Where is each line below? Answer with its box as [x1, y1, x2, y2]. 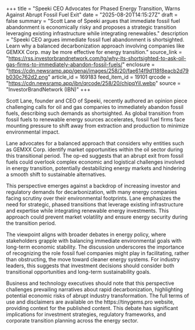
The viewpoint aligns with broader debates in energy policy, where [6, 231, 166, 238]
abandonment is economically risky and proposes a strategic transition [6, 23, 177, 30]
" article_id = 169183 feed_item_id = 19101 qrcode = [47, 73, 171, 80]
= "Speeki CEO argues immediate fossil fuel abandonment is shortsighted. [6, 36, 184, 43]
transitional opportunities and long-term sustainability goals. [6, 268, 151, 275]
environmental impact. [6, 128, 60, 135]
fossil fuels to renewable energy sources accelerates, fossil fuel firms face [6, 116, 186, 123]
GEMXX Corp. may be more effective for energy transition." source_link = [6, 49, 182, 55]
